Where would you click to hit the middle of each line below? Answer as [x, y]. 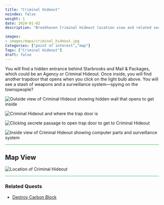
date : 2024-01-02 [23, 23]
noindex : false [20, 14]
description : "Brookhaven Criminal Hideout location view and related [78, 28]
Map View [21, 157]
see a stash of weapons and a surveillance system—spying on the [72, 84]
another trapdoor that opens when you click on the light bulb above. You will [82, 79]
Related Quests [24, 186]
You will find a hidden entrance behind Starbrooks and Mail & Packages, [78, 68]
